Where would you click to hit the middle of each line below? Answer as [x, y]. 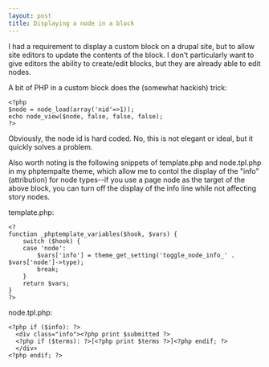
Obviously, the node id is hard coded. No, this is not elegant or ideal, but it [131, 138]
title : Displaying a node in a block [71, 23]
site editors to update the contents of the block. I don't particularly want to [131, 55]
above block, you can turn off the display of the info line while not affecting [132, 188]
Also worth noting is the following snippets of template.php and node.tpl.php [135, 163]
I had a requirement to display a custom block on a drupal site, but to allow [132, 46]
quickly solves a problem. [51, 146]
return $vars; [46, 283]
